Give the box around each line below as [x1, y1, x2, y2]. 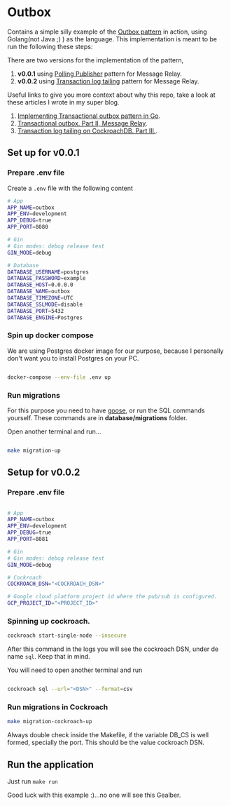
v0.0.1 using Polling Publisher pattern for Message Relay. [17, 69, 182, 78]
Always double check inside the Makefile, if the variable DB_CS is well [7, 731, 209, 739]
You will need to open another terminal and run [7, 666, 143, 674]
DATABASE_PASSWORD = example [7, 275, 86, 282]
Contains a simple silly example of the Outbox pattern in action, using [7, 27, 208, 36]
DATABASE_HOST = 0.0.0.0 [7, 281, 73, 288]
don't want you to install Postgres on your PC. [7, 354, 139, 362]
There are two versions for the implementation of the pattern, [7, 55, 184, 64]
